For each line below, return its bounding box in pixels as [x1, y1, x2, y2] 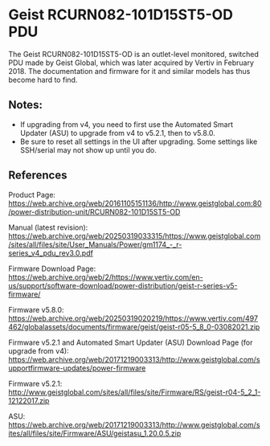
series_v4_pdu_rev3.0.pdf [8, 248, 94, 258]
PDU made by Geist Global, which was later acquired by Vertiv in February [8, 58, 255, 68]
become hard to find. [8, 75, 78, 84]
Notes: [8, 98, 43, 112]
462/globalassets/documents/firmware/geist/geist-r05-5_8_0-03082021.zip [8, 321, 260, 331]
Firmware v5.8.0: [8, 305, 64, 314]
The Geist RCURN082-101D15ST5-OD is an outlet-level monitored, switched [8, 49, 260, 59]
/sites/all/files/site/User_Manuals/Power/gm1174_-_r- [8, 239, 182, 249]
